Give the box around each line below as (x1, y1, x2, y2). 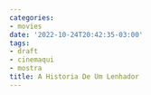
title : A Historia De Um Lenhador (9, 72, 140, 81)
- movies (9, 22, 42, 31)
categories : (9, 13, 54, 23)
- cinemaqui (9, 55, 54, 64)
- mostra (9, 64, 42, 73)
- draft (9, 47, 39, 56)
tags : (9, 38, 30, 48)
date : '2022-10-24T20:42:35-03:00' (9, 30, 144, 39)
